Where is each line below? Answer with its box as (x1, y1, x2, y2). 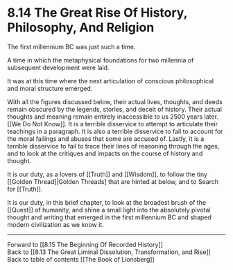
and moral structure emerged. (7, 84, 93, 92)
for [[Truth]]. (7, 185, 43, 193)
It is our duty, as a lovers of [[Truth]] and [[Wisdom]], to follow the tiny (7, 170, 208, 178)
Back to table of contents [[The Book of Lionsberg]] (7, 255, 155, 263)
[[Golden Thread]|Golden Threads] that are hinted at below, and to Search (7, 177, 219, 185)
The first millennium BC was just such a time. (7, 42, 136, 51)
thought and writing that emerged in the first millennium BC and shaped (7, 213, 212, 221)
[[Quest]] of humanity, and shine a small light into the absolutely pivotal (7, 205, 211, 214)
